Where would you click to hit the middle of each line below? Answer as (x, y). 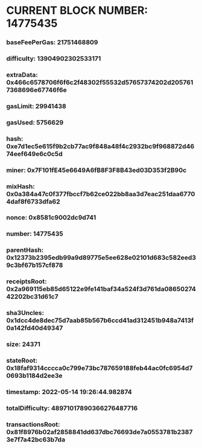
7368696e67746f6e (37, 90)
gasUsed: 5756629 (35, 122)
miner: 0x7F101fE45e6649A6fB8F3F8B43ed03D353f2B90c (96, 170)
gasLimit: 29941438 (36, 106)
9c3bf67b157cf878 (35, 265)
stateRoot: (22, 361)
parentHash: (25, 250)
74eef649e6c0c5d (35, 154)
